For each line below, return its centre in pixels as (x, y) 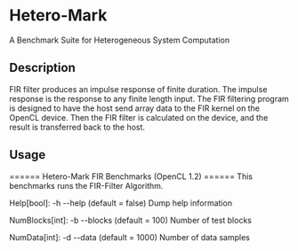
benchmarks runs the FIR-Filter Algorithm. (86, 185)
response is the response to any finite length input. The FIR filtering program (149, 98)
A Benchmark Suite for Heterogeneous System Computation (119, 40)
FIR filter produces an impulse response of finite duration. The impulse (138, 89)
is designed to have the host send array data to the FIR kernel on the (135, 108)
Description (42, 68)
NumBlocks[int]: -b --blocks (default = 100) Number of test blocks (130, 220)
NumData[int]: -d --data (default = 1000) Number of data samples (130, 237)
